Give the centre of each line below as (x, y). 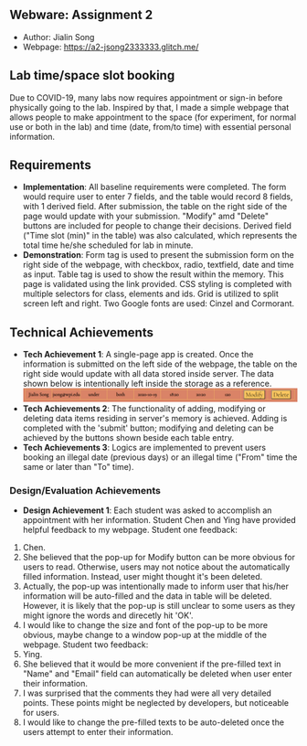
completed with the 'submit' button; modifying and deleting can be (148, 428)
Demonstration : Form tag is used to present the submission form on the (159, 255)
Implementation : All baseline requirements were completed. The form (154, 187)
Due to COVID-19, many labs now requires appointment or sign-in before (146, 97)
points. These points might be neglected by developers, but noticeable (156, 702)
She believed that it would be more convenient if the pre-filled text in (152, 664)
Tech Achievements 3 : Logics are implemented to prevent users (144, 447)
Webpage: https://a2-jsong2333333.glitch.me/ (111, 47)
